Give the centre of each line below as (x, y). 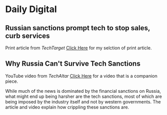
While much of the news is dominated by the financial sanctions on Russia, (83, 91)
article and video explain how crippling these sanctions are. (67, 107)
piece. (12, 81)
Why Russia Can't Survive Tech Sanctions (73, 64)
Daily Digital (31, 9)
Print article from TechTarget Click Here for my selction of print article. (78, 48)
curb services (28, 36)
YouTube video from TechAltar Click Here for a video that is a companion (81, 76)
